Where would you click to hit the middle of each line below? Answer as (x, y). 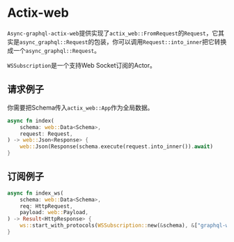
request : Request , (46, 134)
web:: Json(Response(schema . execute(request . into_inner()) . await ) (117, 147)
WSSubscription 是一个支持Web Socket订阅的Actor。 (82, 65)
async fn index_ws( (36, 193)
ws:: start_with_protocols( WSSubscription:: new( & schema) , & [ (109, 226)
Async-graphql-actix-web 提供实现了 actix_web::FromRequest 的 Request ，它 (113, 33)
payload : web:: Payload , (54, 213)
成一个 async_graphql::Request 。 (54, 50)
